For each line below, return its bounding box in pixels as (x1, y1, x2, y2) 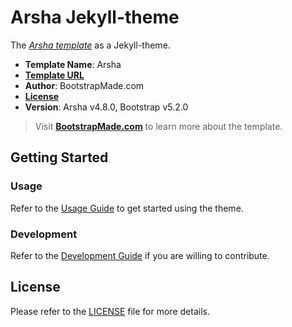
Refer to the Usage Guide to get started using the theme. (10, 202, 244, 214)
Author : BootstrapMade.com (24, 79, 145, 91)
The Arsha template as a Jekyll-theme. (10, 39, 171, 51)
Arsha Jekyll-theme (10, 6, 180, 29)
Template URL (24, 69, 85, 81)
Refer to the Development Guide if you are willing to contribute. (10, 249, 270, 261)
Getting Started (10, 149, 109, 166)
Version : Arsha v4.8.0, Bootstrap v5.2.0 (24, 101, 189, 113)
